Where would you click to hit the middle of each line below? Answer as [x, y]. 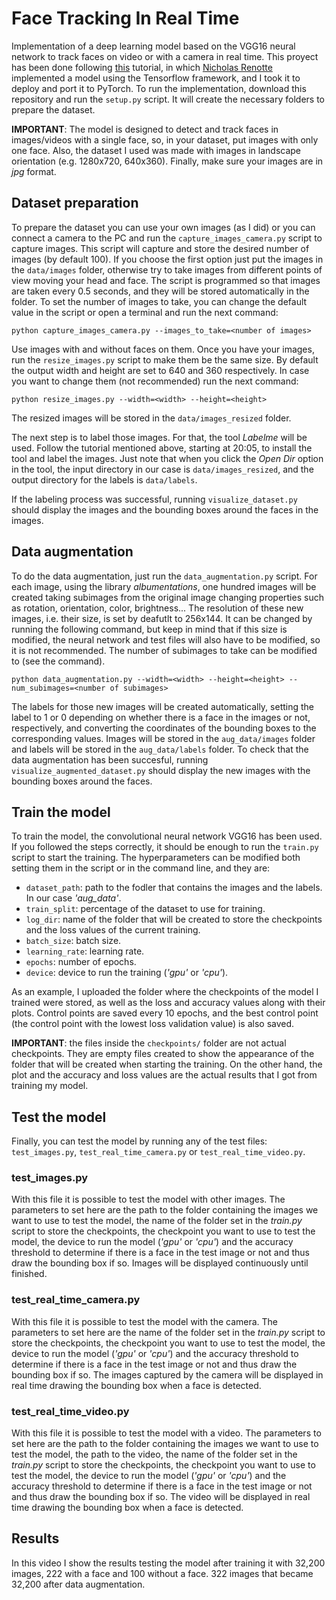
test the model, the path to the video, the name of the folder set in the [154, 1454]
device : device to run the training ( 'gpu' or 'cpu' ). [127, 973]
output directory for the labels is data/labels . [104, 479]
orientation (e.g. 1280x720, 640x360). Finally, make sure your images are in [167, 161]
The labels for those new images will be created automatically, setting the [163, 706]
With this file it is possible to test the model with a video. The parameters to [166, 1433]
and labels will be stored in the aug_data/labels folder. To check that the [160, 749]
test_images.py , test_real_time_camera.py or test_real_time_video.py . [158, 1152]
